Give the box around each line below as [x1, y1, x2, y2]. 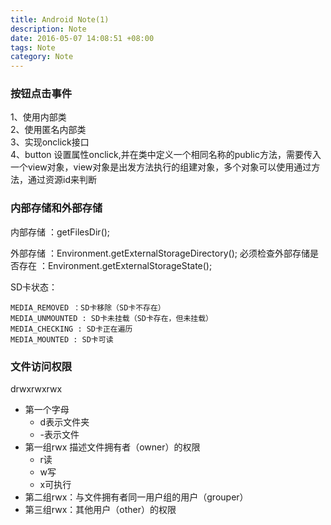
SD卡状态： [10, 281, 58, 293]
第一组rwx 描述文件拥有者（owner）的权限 [24, 441, 201, 453]
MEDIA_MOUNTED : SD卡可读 [10, 334, 114, 345]
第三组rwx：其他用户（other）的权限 [24, 504, 177, 516]
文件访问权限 [10, 359, 73, 373]
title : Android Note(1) [10, 14, 110, 25]
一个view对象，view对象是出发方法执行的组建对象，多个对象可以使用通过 [10, 161, 312, 173]
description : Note [10, 24, 87, 34]
